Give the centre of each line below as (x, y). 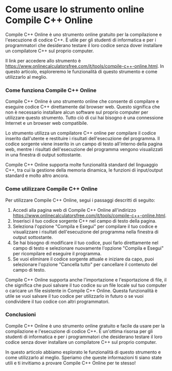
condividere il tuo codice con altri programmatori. (58, 301)
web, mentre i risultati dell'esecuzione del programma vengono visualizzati (84, 149)
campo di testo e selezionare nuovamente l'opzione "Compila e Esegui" (88, 248)
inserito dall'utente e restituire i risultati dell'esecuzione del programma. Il (83, 139)
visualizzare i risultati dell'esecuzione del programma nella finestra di (85, 232)
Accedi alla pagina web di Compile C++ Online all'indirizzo (74, 210)
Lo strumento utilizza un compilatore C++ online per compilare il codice (81, 133)
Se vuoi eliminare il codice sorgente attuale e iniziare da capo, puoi (83, 259)
